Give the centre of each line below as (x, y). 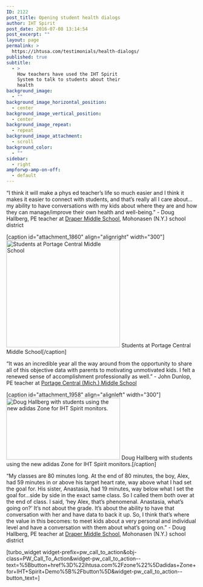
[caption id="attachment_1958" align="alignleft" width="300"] (84, 395)
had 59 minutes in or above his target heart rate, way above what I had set (99, 482)
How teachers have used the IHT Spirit (68, 74)
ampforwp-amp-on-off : (34, 170)
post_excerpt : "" (28, 35)
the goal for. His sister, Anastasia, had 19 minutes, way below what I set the (100, 489)
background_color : (29, 147)
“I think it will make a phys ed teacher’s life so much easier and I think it (95, 193)
